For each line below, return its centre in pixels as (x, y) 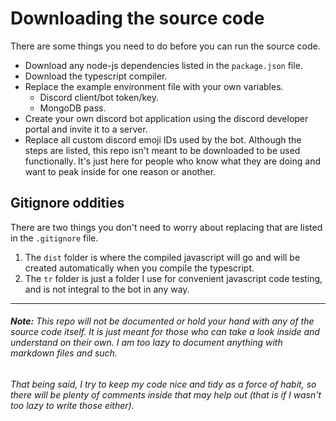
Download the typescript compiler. (96, 76)
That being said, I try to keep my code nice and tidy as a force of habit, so (163, 384)
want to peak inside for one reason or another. (120, 171)
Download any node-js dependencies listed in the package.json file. (163, 65)
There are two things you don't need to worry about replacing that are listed (166, 227)
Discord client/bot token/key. (99, 97)
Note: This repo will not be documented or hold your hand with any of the (162, 321)
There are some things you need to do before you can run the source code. (165, 46)
